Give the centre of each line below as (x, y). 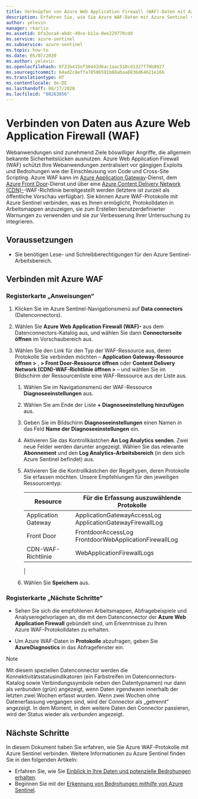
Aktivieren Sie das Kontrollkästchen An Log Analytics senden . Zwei (106, 441)
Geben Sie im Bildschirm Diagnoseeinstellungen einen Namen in (103, 423)
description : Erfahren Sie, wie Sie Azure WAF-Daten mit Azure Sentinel (97, 17)
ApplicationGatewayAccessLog (118, 515)
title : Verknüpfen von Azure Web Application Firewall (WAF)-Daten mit (96, 12)
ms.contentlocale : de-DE (37, 83)
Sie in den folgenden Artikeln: (42, 760)
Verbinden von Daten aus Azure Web (98, 123)
